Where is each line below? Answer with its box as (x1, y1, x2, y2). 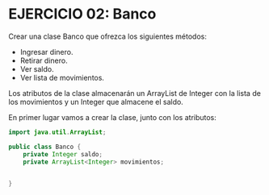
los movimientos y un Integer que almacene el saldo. (8, 97, 183, 106)
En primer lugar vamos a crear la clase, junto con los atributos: (8, 112, 216, 122)
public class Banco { (8, 143, 82, 151)
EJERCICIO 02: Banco (8, 5, 157, 23)
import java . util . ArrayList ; (8, 128, 107, 136)
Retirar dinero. (19, 56, 68, 65)
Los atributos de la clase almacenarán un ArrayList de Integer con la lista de (8, 88, 261, 97)
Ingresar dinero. (19, 47, 74, 56)
